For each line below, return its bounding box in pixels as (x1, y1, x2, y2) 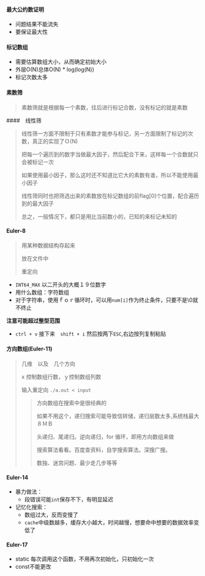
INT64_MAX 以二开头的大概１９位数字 (15, 280, 106, 288)
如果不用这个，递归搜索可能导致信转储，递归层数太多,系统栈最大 (36, 412, 199, 420)
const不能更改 (15, 563, 51, 570)
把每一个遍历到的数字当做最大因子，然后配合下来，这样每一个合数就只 (21, 151, 199, 158)
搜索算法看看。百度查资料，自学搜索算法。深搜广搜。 (36, 446, 171, 454)
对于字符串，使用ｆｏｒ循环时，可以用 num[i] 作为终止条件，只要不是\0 (15, 296, 193, 304)
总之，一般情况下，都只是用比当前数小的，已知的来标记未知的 (21, 213, 177, 220)
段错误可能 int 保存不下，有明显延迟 (24, 495, 114, 503)
